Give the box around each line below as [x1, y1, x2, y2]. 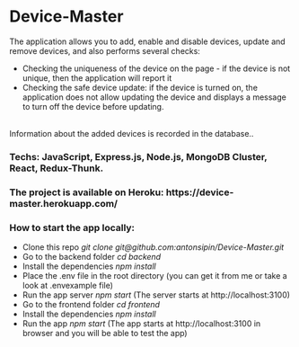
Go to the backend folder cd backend [22, 252, 162, 262]
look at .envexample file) [22, 280, 114, 291]
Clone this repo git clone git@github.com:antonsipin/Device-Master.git [22, 242, 285, 253]
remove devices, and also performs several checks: [9, 45, 200, 56]
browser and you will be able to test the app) [22, 328, 188, 339]
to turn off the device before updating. [22, 101, 164, 111]
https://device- [165, 186, 234, 199]
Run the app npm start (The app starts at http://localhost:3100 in [22, 318, 261, 329]
